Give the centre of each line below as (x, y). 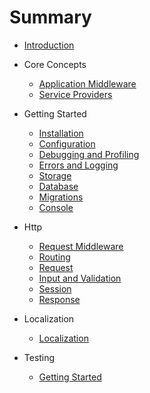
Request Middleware (81, 246)
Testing (39, 357)
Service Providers (75, 94)
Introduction (49, 45)
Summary (50, 17)
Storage (55, 175)
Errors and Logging (78, 165)
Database (58, 186)
